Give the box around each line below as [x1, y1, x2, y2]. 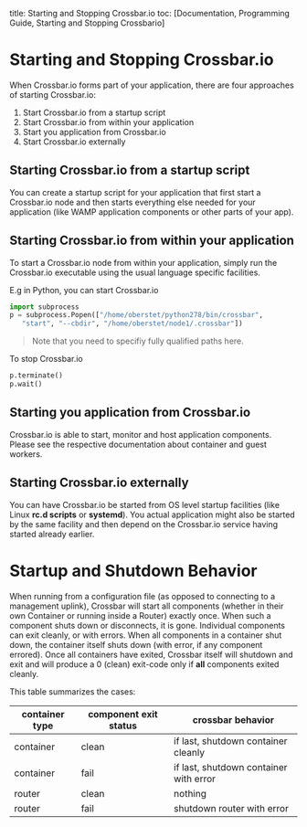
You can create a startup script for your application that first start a [9, 186, 261, 197]
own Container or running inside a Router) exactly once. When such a [9, 610, 271, 620]
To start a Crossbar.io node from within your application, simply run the [9, 257, 278, 268]
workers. [9, 448, 43, 460]
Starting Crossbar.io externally [9, 475, 189, 491]
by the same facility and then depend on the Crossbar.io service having [9, 518, 279, 529]
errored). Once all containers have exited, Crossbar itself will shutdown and [9, 649, 293, 660]
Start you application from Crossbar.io [22, 126, 166, 137]
